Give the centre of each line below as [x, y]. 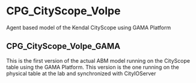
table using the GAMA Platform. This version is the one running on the [93, 67]
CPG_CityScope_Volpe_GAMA [63, 46]
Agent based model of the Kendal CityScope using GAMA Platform [89, 27]
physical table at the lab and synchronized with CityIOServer [81, 73]
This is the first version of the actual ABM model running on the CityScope [98, 60]
